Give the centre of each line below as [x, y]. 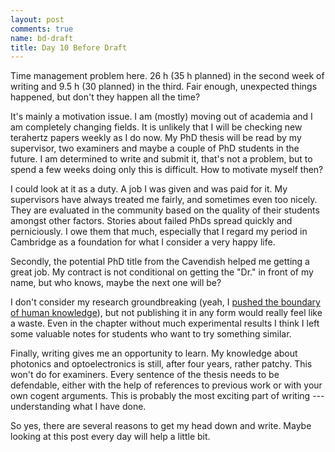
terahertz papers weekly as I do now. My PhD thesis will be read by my [156, 138]
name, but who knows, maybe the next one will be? [116, 283]
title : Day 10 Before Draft [69, 47]
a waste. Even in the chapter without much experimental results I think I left [165, 323]
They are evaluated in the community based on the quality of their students [165, 210]
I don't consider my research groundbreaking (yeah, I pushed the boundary [165, 302]
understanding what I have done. [78, 407]
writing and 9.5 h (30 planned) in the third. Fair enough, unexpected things [164, 87]
